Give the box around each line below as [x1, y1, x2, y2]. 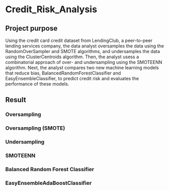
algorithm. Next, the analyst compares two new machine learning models [5, 65, 159, 70]
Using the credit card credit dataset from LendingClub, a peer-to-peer [5, 37, 153, 43]
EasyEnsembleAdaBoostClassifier [5, 179, 92, 186]
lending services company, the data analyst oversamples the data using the [5, 43, 164, 49]
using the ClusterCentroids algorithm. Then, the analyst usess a [5, 54, 139, 60]
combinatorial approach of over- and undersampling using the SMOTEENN [5, 59, 162, 65]
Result [5, 96, 27, 104]
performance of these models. [5, 81, 69, 87]
